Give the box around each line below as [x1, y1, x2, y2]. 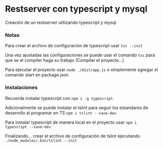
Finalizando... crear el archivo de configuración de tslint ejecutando [5, 133, 140, 139]
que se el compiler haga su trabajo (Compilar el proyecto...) [5, 57, 124, 63]
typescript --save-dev [5, 124, 51, 129]
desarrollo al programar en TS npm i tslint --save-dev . [5, 110, 118, 115]
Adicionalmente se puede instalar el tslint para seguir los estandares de [5, 105, 148, 111]
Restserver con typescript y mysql [5, 3, 147, 15]
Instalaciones [5, 84, 38, 91]
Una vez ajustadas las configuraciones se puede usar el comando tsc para [5, 52, 155, 58]
